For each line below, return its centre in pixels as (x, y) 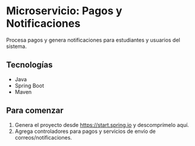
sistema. (16, 46)
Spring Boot (29, 85)
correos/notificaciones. (43, 137)
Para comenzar (35, 111)
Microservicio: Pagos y (64, 11)
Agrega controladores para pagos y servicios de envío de (85, 131)
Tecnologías (29, 65)
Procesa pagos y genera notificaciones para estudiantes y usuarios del (93, 40)
